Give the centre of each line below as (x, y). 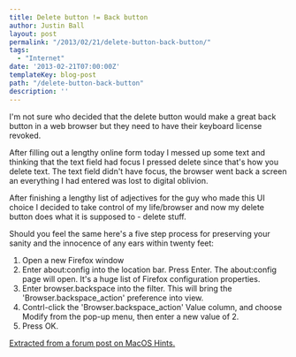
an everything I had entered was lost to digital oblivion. (109, 180)
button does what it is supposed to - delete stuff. (98, 216)
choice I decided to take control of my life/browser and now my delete (137, 207)
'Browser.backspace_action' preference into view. (113, 298)
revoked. (25, 135)
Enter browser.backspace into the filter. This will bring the (127, 288)
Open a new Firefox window (73, 260)
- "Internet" (41, 58)
